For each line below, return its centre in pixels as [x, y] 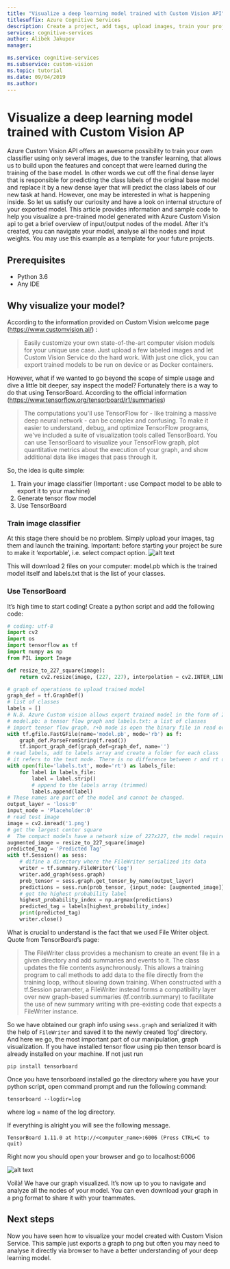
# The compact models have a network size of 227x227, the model [104, 836]
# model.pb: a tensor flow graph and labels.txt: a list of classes [107, 721]
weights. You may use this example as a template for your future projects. [111, 238]
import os [21, 639]
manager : [20, 45]
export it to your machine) [53, 491]
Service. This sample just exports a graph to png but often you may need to [114, 1243]
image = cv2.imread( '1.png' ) [49, 823]
